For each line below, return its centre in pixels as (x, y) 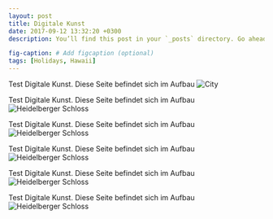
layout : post (30, 16)
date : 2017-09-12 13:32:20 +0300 (65, 31)
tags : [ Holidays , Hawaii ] (52, 61)
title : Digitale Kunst (47, 24)
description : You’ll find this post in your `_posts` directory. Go (127, 39)
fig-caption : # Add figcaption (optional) (81, 54)
